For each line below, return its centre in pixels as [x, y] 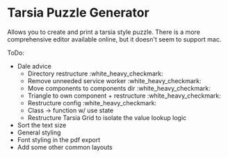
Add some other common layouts [65, 147]
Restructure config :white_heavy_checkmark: [92, 103]
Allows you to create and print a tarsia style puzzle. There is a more [104, 32]
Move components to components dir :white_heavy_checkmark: [119, 88]
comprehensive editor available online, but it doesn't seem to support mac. [114, 39]
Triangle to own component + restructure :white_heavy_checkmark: [124, 96]
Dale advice [34, 66]
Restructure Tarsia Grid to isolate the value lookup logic [107, 117]
